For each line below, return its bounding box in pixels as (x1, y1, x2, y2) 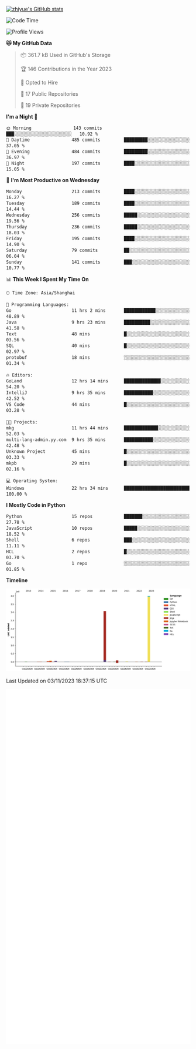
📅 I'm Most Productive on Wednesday (6, 177, 99, 183)
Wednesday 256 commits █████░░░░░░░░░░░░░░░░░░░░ (6, 212, 190, 218)
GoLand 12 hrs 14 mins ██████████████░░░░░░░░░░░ (6, 378, 190, 384)
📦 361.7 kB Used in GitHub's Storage (20, 52, 111, 58)
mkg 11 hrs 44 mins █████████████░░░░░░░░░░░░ (6, 425, 190, 431)
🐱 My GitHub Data (6, 40, 53, 46)
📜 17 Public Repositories (20, 90, 78, 97)
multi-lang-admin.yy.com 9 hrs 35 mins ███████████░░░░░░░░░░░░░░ (6, 437, 190, 443)
